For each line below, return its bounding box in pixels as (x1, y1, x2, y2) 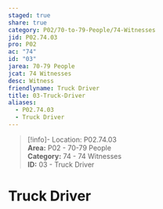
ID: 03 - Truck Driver (27, 160, 95, 169)
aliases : (8, 99, 37, 106)
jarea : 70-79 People (8, 63, 76, 70)
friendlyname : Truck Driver (8, 84, 100, 92)
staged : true (8, 11, 51, 20)
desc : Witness (8, 77, 55, 85)
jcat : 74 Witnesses (8, 70, 72, 77)
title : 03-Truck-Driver (8, 92, 86, 99)
